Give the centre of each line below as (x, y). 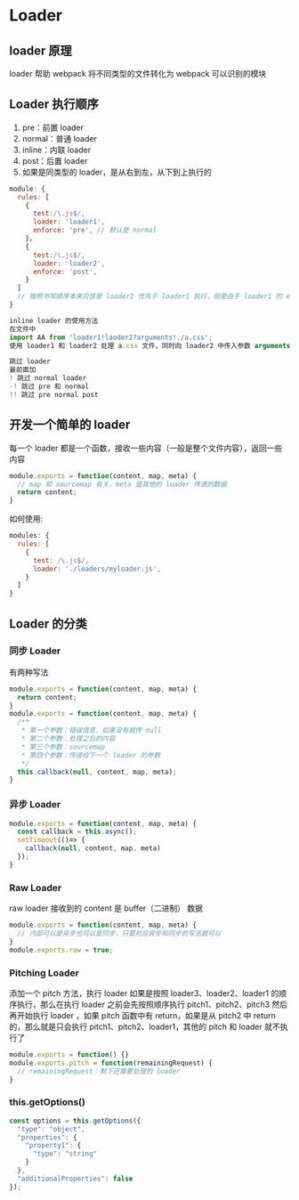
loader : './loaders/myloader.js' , (97, 569)
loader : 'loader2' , (69, 264)
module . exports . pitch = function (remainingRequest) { (111, 1063)
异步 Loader (35, 805)
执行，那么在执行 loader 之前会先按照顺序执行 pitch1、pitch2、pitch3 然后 (152, 1004)
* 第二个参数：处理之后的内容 (68, 739)
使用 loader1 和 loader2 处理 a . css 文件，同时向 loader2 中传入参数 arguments (150, 345)
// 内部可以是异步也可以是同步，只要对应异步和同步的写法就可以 (119, 934)
